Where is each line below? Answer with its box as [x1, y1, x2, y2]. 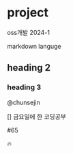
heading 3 [7, 82, 42, 92]
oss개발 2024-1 [7, 28, 50, 36]
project [7, 5, 49, 21]
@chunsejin [7, 98, 40, 106]
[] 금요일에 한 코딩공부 [7, 112, 66, 121]
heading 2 [7, 62, 51, 73]
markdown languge [7, 42, 61, 50]
